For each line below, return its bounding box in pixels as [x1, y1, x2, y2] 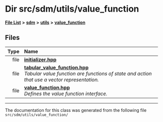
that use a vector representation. [24, 76, 99, 83]
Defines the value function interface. [24, 90, 108, 97]
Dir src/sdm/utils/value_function [5, 3, 139, 15]
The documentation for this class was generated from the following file [5, 107, 147, 113]
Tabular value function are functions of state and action [24, 70, 152, 77]
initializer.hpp [24, 56, 57, 63]
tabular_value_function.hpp [24, 64, 89, 71]
